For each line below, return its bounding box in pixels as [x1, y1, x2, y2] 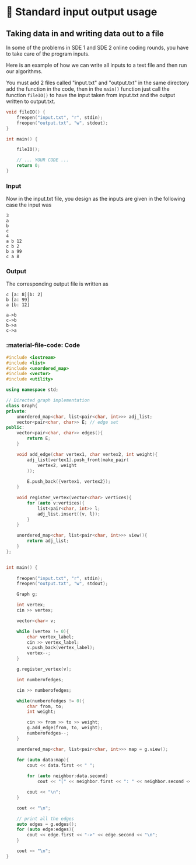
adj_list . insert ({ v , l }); [37, 511, 100, 517]
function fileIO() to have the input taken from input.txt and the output [6, 92, 176, 98]
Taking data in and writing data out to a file [6, 29, 164, 39]
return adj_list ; [27, 538, 69, 544]
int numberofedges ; [16, 677, 64, 682]
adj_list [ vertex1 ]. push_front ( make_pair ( [27, 456, 129, 463]
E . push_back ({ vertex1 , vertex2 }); [27, 479, 111, 485]
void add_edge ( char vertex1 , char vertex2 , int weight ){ [16, 451, 158, 457]
